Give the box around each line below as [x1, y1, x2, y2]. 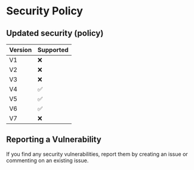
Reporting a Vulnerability [6, 135, 101, 145]
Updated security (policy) [6, 28, 104, 38]
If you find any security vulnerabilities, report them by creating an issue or [6, 150, 188, 157]
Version [9, 46, 32, 54]
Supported [38, 46, 69, 54]
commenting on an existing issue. [6, 157, 89, 164]
